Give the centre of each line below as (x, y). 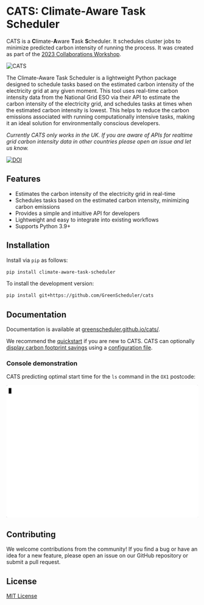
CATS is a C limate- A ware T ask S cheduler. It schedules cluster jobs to (94, 41)
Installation (28, 245)
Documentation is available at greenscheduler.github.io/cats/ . (83, 329)
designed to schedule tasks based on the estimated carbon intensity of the (100, 84)
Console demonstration (42, 363)
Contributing (31, 534)
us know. (18, 148)
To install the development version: (50, 284)
